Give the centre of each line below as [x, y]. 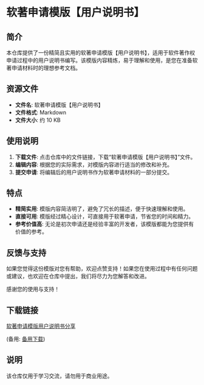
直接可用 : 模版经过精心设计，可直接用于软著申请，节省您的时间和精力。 [104, 216]
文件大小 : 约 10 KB [38, 120]
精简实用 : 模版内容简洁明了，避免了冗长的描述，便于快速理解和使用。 [102, 209]
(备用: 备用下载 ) [26, 339]
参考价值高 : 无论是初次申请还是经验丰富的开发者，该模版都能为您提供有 [104, 224]
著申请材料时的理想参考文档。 [43, 68]
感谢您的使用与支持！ [33, 289]
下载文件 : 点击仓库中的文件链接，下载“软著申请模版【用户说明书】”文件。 [105, 157]
